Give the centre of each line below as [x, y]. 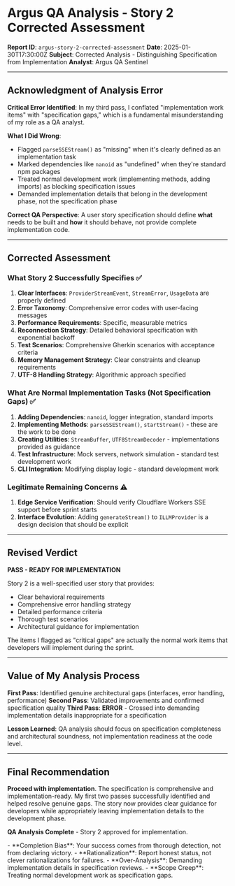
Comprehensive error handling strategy [74, 604]
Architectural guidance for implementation [78, 626]
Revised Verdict [43, 553]
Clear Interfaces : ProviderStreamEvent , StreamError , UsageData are [113, 293]
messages [32, 315]
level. [15, 743]
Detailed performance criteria [60, 611]
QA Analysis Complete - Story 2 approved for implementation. [98, 832]
